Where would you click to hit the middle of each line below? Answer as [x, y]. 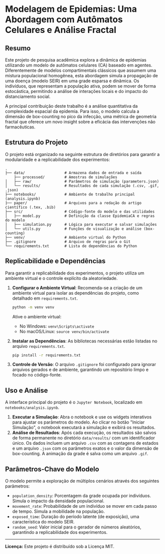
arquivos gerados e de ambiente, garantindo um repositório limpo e [80, 369]
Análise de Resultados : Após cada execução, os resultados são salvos [84, 433]
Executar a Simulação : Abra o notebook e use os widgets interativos [82, 417]
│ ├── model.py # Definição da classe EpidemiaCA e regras [80, 216]
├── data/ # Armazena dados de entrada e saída [73, 173]
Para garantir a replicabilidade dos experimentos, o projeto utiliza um [75, 273]
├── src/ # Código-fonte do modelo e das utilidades [80, 212]
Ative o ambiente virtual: [37, 316]
